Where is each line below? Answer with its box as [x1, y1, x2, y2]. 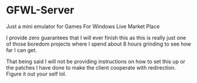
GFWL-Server [6, 4, 75, 17]
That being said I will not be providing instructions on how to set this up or [6, 58, 186, 65]
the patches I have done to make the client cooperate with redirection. [6, 64, 176, 71]
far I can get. [6, 46, 37, 53]
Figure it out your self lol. [6, 70, 66, 77]
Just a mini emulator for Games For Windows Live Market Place [6, 23, 160, 30]
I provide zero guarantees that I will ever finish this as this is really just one [6, 34, 186, 41]
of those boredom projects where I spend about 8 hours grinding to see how [6, 40, 192, 47]
